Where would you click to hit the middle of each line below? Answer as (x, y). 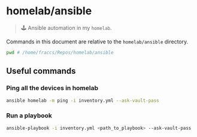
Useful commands (41, 71)
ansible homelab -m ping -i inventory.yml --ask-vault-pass (83, 100)
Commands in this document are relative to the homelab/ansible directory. (97, 41)
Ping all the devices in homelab (52, 88)
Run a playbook (29, 116)
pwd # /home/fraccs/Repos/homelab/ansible (60, 52)
